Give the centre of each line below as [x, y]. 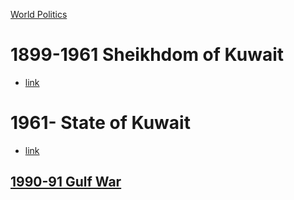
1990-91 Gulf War [66, 182]
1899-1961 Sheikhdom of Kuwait [147, 55]
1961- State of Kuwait [100, 123]
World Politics [39, 14]
